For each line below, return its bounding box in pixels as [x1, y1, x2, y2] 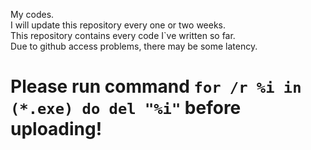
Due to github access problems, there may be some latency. [10, 40, 258, 52]
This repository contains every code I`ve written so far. [10, 30, 236, 41]
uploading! [10, 118, 103, 141]
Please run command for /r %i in [10, 75, 302, 98]
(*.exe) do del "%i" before [10, 97, 242, 119]
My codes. [10, 9, 55, 20]
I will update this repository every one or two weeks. [10, 19, 227, 31]
